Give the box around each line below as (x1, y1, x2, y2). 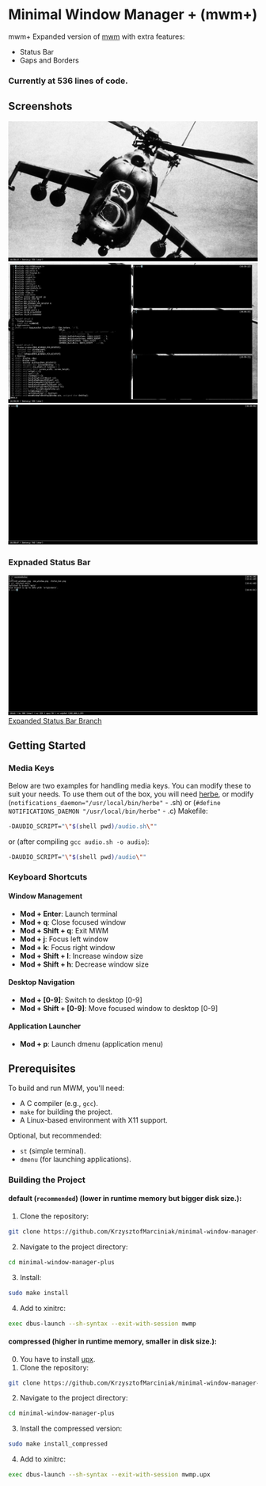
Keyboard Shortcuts (8, 872, 88, 883)
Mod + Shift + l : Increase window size (19, 951, 144, 960)
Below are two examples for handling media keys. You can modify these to (8, 781, 252, 790)
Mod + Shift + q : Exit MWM (19, 925, 109, 935)
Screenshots (8, 100, 73, 113)
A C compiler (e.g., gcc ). (19, 1098, 99, 1108)
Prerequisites (8, 1062, 76, 1076)
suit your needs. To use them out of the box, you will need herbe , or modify (8, 789, 254, 799)
